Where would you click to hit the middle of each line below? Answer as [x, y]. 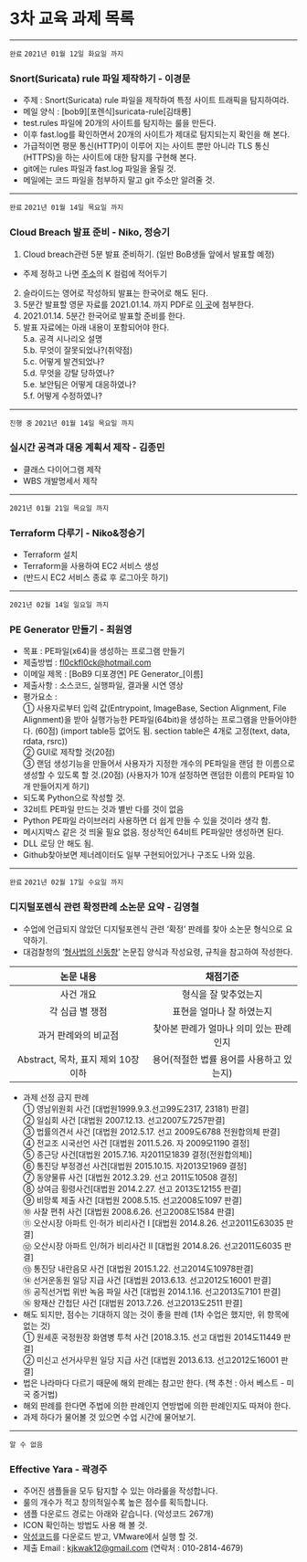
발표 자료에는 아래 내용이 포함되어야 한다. [96, 327]
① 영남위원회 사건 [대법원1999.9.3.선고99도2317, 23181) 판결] [136, 1108]
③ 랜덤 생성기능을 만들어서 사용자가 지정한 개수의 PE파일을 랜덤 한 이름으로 [159, 764]
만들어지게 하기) [61, 786]
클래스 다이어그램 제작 [62, 469]
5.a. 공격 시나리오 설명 [63, 338]
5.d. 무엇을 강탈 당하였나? [69, 373]
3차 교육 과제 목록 [72, 19]
